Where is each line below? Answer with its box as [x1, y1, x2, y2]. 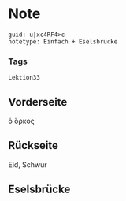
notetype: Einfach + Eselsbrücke [8, 37, 118, 46]
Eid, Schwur [8, 159, 47, 169]
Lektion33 [8, 74, 41, 82]
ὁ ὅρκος [8, 116, 35, 126]
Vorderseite [8, 95, 68, 109]
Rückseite [8, 139, 59, 152]
